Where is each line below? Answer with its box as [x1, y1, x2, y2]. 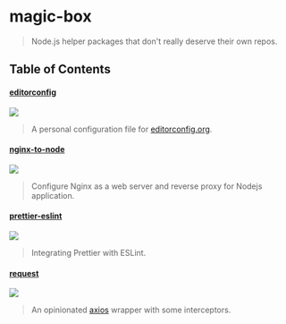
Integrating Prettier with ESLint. [30, 247, 147, 258]
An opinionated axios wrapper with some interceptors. [30, 304, 231, 315]
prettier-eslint [9, 210, 63, 221]
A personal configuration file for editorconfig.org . [30, 124, 213, 134]
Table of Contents [9, 62, 112, 77]
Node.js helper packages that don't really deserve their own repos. [30, 36, 278, 47]
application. [30, 190, 75, 200]
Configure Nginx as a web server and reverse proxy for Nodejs [30, 181, 263, 192]
